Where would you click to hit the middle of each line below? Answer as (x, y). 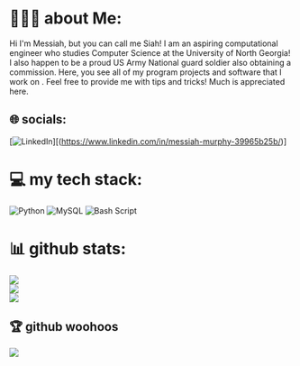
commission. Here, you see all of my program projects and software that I (145, 72)
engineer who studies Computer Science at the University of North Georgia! (150, 52)
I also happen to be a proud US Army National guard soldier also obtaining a (150, 62)
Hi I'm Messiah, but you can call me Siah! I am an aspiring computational (144, 43)
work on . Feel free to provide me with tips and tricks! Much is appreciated (147, 81)
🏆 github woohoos (64, 327)
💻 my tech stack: (76, 179)
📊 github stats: (68, 248)
